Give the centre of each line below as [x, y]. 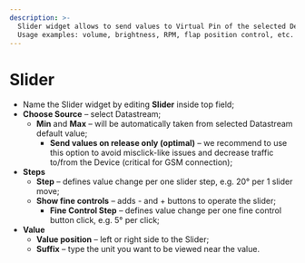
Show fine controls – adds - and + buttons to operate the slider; [156, 201]
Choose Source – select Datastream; [92, 114]
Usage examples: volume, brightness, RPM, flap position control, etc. [156, 34]
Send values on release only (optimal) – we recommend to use [168, 143]
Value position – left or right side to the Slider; [123, 239]
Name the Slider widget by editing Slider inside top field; [128, 104]
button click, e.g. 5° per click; [105, 220]
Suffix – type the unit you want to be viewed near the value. [148, 249]
